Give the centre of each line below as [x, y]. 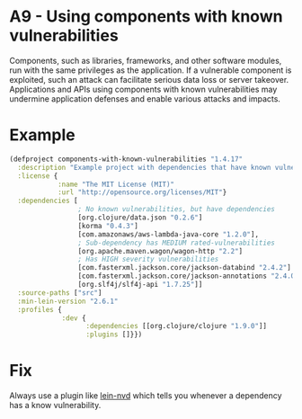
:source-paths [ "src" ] [60, 293]
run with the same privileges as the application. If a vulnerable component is [151, 70]
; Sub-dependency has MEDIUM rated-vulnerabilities [177, 243]
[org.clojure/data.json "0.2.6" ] [140, 218]
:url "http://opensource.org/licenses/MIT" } [142, 192]
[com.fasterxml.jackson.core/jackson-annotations [173, 276]
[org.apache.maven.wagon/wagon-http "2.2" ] [160, 251]
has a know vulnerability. [55, 406]
